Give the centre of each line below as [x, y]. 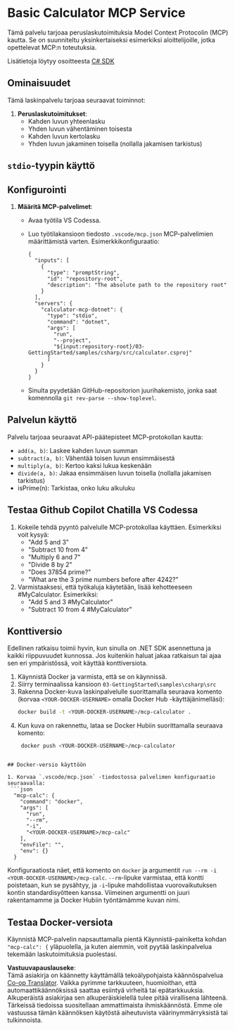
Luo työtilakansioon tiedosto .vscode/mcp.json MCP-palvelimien [120, 234]
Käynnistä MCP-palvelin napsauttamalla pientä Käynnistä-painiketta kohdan [117, 939]
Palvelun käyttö [42, 420]
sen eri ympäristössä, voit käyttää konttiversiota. [77, 663]
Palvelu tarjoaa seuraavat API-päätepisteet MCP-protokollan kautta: [105, 437]
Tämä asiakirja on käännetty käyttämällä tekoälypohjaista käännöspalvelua [115, 975]
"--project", [72, 340]
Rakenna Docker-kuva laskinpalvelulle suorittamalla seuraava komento [120, 692]
